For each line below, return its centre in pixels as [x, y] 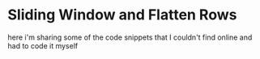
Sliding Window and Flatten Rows [122, 15]
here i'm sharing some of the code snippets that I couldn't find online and [130, 37]
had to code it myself [43, 45]
